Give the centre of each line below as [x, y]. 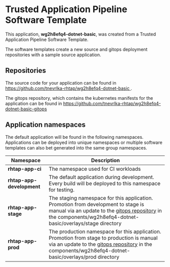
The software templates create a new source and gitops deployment [76, 49]
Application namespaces [46, 125]
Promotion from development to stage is [96, 204]
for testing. [62, 189]
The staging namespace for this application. [101, 198]
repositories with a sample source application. [53, 55]
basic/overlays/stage [74, 223]
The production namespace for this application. [105, 232]
